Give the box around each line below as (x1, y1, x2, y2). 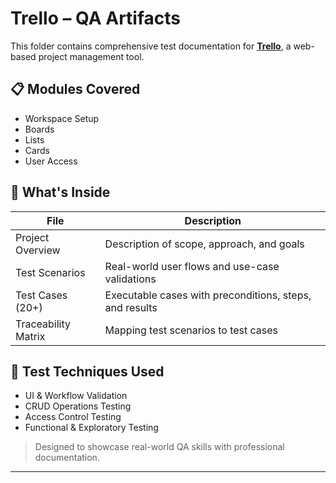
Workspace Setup (24, 112, 100, 124)
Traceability (15, 317, 71, 331)
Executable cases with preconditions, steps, (104, 288, 312, 302)
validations (104, 272, 157, 286)
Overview (15, 243, 61, 257)
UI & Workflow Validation (24, 390, 128, 402)
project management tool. (38, 50, 145, 62)
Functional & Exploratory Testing (24, 422, 159, 434)
